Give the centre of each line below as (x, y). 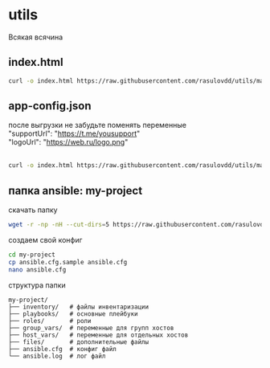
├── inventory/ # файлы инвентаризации (79, 307)
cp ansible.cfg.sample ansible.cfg (68, 262)
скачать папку (33, 210)
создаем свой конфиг (45, 240)
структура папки (37, 285)
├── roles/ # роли (50, 321)
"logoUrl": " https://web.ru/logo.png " (68, 142)
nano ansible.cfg (37, 270)
